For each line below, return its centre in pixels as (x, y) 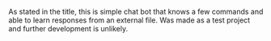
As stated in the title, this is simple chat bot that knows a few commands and (136, 12)
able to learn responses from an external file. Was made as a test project (129, 20)
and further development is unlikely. (68, 29)
